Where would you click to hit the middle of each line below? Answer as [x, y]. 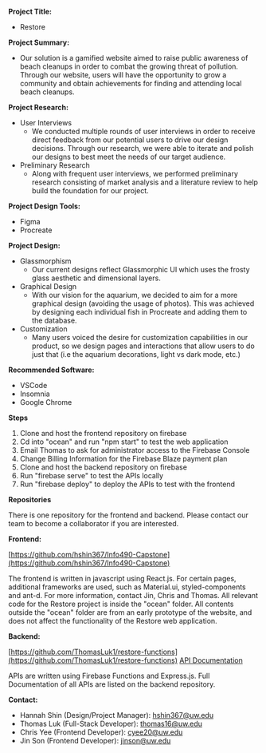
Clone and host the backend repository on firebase [103, 467]
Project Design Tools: [45, 206]
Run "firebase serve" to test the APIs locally [92, 476]
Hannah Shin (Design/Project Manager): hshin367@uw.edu [116, 715]
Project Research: [39, 107]
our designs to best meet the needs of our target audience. [129, 157]
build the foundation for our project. [90, 190]
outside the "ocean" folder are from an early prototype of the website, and [130, 612]
